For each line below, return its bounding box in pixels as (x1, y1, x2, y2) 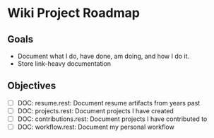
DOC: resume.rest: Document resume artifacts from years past (17, 98, 201, 107)
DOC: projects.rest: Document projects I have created (17, 106, 174, 115)
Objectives (7, 80, 57, 92)
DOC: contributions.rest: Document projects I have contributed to (17, 115, 208, 123)
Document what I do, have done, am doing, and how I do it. (17, 52, 189, 60)
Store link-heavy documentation (17, 59, 112, 68)
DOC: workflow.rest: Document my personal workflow (17, 122, 174, 131)
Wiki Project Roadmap (7, 5, 140, 21)
